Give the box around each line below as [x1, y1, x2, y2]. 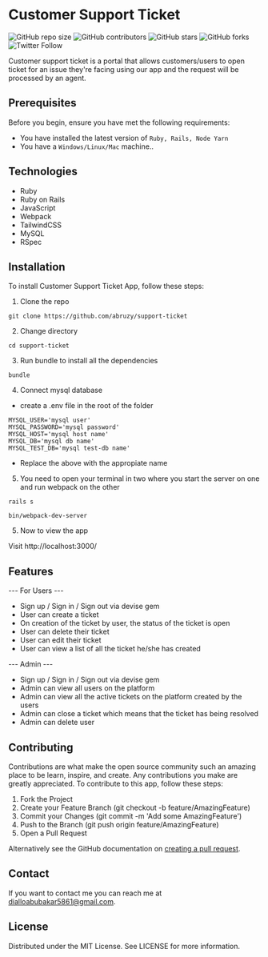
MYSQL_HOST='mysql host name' [8, 430, 110, 438]
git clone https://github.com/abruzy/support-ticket [8, 312, 188, 321]
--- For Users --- [8, 586, 64, 595]
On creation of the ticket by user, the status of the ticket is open [19, 619, 230, 628]
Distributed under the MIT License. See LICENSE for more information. [8, 941, 241, 951]
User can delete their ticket [19, 627, 110, 637]
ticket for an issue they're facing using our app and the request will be [8, 64, 239, 74]
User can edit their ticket [19, 635, 102, 645]
